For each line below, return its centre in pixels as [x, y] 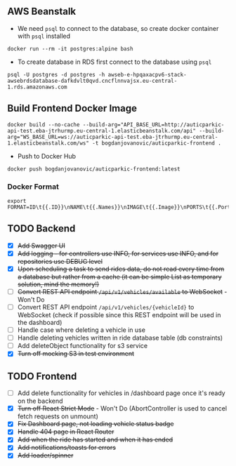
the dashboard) [40, 323]
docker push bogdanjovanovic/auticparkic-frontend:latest [94, 169]
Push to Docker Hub [46, 156]
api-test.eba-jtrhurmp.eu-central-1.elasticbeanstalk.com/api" [102, 131]
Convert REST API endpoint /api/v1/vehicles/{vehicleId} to [106, 307]
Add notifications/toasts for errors [66, 448]
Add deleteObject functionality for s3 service [83, 346]
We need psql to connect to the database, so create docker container [118, 28]
